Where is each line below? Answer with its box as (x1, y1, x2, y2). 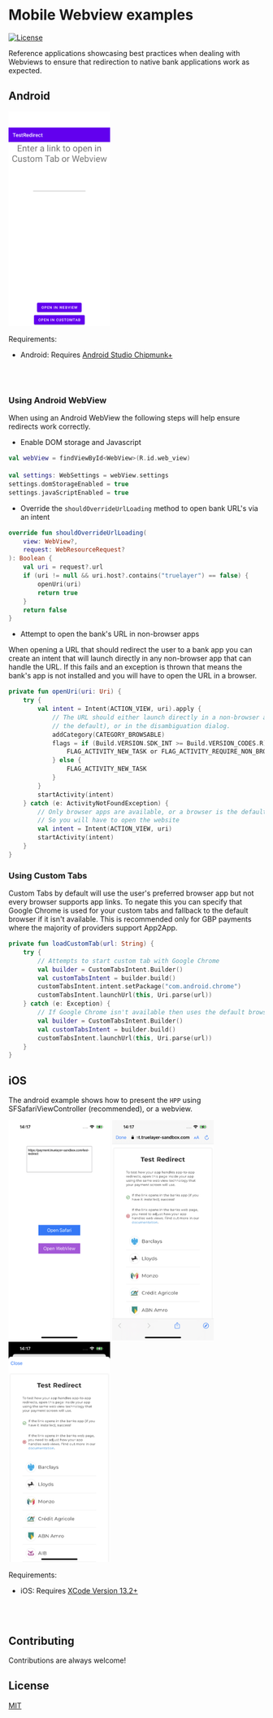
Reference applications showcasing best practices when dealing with (8, 48, 240, 58)
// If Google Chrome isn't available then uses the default (37, 1009, 245, 1017)
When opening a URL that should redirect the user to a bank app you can (8, 645, 253, 655)
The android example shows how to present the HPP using (8, 1096, 201, 1105)
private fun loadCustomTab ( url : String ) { (8, 940, 154, 948)
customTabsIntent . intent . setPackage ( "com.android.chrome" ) (37, 983, 242, 991)
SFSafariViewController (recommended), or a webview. (8, 1104, 193, 1114)
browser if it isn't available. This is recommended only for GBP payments (8, 914, 252, 924)
